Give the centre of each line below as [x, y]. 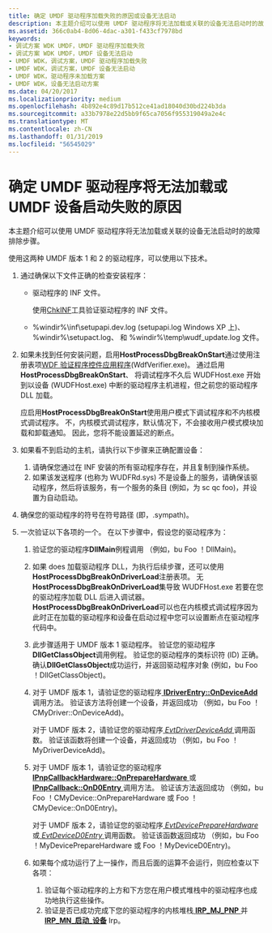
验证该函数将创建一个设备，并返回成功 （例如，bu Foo [139, 740]
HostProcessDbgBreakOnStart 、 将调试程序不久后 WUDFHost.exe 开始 [140, 375]
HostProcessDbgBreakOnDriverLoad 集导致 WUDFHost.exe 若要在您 [148, 587]
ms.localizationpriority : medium [65, 99]
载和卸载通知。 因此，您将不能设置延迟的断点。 [99, 433]
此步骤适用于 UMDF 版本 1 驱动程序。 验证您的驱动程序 [124, 645]
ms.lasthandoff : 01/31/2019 [56, 136]
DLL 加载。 [38, 395]
